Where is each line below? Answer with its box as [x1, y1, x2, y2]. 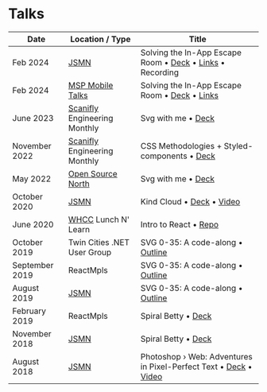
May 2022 [12, 173, 52, 184]
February [12, 305, 46, 316]
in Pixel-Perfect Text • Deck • [140, 361, 253, 372]
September [12, 259, 54, 270]
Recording [140, 67, 180, 78]
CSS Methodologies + [140, 140, 222, 151]
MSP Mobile [68, 80, 114, 91]
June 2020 [12, 219, 54, 230]
